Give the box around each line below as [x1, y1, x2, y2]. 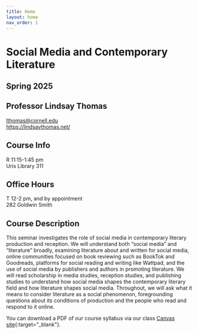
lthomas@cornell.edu [6, 116, 59, 124]
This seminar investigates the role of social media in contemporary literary [6, 234, 187, 241]
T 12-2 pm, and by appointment [6, 195, 83, 202]
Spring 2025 [6, 81, 53, 91]
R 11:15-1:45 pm [6, 156, 44, 163]
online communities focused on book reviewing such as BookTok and [6, 253, 175, 260]
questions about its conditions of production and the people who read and [6, 297, 187, 304]
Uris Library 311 [6, 162, 44, 169]
